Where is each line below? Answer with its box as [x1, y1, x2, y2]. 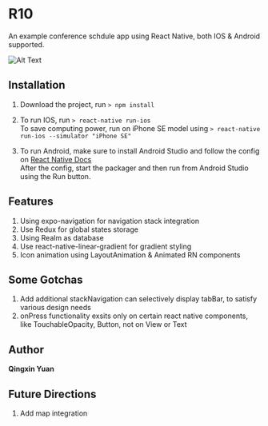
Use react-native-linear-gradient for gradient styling [19, 241, 192, 251]
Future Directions [8, 387, 97, 400]
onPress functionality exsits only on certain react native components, [19, 311, 249, 320]
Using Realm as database [19, 233, 104, 242]
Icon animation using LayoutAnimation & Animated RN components [19, 249, 241, 260]
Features [8, 195, 54, 209]
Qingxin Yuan [8, 364, 54, 374]
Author [8, 343, 44, 356]
